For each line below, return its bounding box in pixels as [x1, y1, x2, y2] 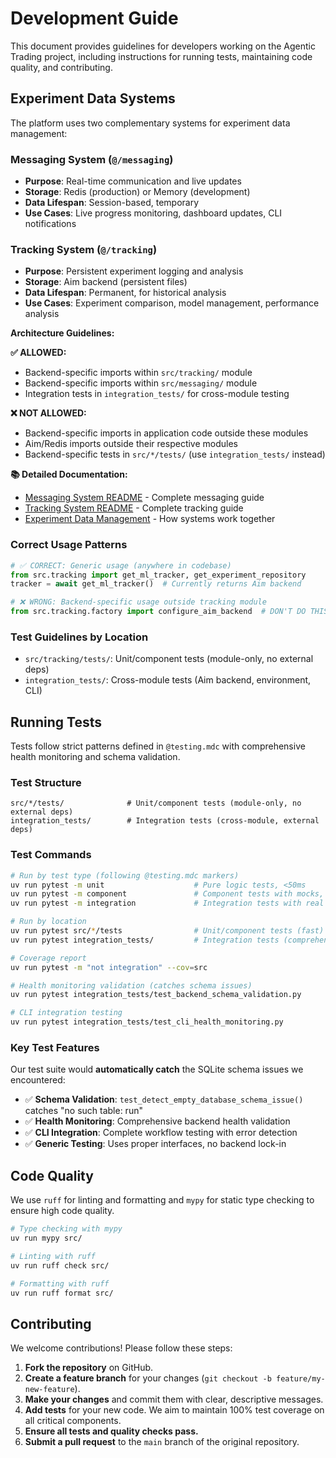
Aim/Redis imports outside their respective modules [24, 438, 238, 450]
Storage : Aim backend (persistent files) [24, 276, 188, 288]
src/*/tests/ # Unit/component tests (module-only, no [10, 798, 302, 809]
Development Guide [10, 7, 179, 30]
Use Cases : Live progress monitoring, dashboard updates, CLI [24, 207, 283, 219]
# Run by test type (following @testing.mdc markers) [10, 870, 240, 881]
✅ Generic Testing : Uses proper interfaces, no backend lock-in [24, 1138, 287, 1150]
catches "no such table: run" [24, 1105, 143, 1117]
